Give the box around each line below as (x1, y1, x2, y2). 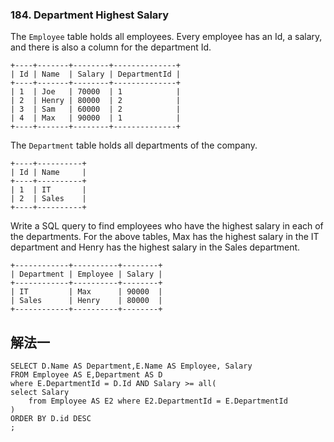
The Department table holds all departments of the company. (10, 139, 258, 152)
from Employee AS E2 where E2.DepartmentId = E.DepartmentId (28, 396, 288, 407)
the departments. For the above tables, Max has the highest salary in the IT (10, 231, 320, 243)
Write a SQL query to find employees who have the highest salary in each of (10, 220, 324, 232)
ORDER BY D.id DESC (10, 414, 92, 424)
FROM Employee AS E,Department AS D (10, 370, 163, 380)
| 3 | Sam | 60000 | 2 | (10, 104, 182, 115)
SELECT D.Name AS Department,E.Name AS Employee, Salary (10, 361, 253, 372)
